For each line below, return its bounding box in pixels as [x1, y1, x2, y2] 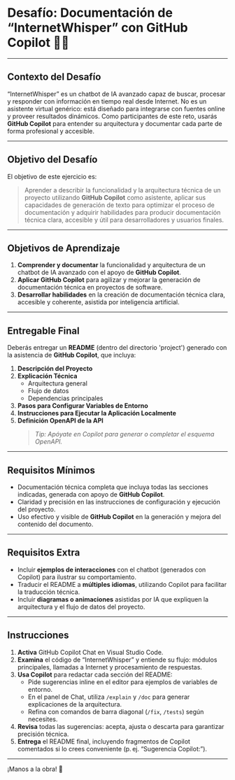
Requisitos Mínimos [7, 464, 96, 476]
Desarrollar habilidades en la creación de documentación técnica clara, [17, 290, 226, 299]
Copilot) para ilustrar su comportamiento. [17, 572, 136, 581]
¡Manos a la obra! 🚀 [7, 765, 63, 773]
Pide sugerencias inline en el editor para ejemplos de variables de [27, 677, 218, 686]
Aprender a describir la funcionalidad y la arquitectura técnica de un [24, 185, 221, 194]
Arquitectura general [27, 379, 87, 388]
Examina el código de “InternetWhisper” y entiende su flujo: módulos [17, 655, 218, 664]
